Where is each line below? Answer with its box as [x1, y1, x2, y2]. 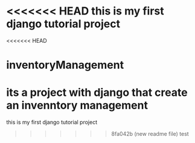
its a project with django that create [6, 86, 188, 100]
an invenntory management [6, 98, 148, 112]
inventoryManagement [6, 59, 124, 72]
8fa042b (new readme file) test [111, 130, 189, 138]
